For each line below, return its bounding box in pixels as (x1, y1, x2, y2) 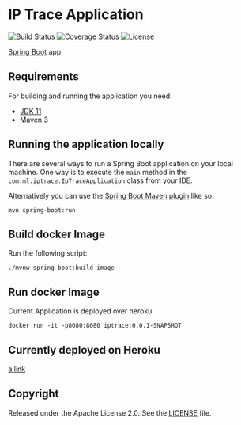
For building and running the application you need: (8, 91, 172, 101)
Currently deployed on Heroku (8, 343, 160, 357)
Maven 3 (19, 115, 49, 124)
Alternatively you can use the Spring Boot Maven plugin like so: (8, 191, 215, 200)
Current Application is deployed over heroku (8, 306, 153, 316)
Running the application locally (8, 138, 164, 151)
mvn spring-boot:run (8, 206, 77, 214)
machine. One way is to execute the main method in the (8, 167, 188, 176)
